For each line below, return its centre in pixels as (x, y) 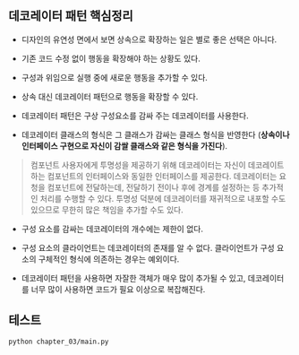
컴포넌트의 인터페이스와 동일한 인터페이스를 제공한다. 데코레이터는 (162, 176)
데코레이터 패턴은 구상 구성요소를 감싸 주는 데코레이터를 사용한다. (135, 116)
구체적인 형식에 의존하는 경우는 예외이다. (109, 259)
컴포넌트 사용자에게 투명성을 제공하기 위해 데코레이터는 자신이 (138, 165)
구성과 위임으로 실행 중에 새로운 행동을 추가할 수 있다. (114, 77)
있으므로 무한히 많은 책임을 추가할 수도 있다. (107, 210)
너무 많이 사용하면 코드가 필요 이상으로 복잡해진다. (118, 289)
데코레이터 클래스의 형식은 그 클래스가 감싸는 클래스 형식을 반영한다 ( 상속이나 (155, 134)
